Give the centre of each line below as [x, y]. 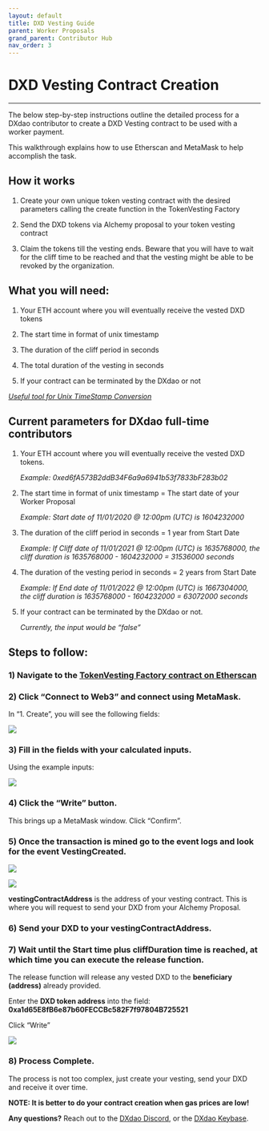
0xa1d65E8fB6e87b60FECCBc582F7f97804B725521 [98, 1010]
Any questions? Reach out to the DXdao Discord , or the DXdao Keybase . [128, 1118]
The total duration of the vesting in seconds [92, 365]
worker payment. [36, 132]
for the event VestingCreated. [67, 851]
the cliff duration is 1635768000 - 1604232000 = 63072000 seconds [134, 596]
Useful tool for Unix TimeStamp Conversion [80, 396]
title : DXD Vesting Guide [51, 23]
